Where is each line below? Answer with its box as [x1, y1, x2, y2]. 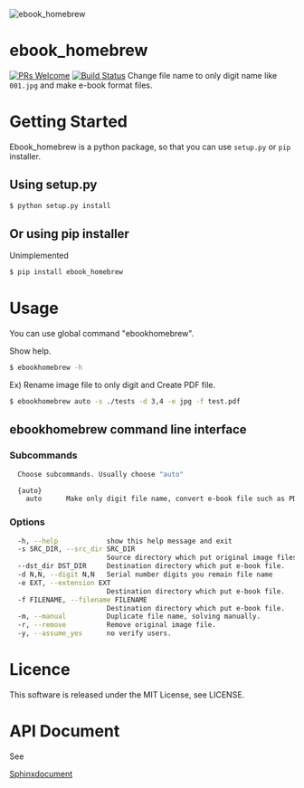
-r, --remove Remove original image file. [17, 621, 217, 630]
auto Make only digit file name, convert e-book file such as [25, 494, 285, 504]
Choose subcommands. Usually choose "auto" [17, 470, 184, 479]
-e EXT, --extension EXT [17, 578, 111, 587]
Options [9, 516, 45, 528]
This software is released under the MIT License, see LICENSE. [9, 688, 245, 700]
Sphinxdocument [9, 768, 73, 779]
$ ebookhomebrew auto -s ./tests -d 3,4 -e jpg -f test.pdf [9, 397, 242, 406]
